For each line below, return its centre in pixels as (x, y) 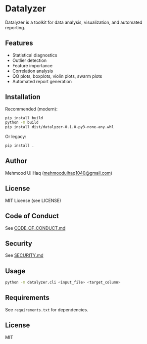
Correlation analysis (33, 71)
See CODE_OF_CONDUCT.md (35, 228)
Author (16, 161)
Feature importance (32, 65)
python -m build (22, 123)
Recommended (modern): (31, 109)
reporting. (15, 27)
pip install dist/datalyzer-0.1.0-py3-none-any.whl (59, 127)
